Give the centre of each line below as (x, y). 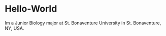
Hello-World (31, 9)
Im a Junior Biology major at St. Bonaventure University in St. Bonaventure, (83, 23)
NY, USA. (14, 28)
